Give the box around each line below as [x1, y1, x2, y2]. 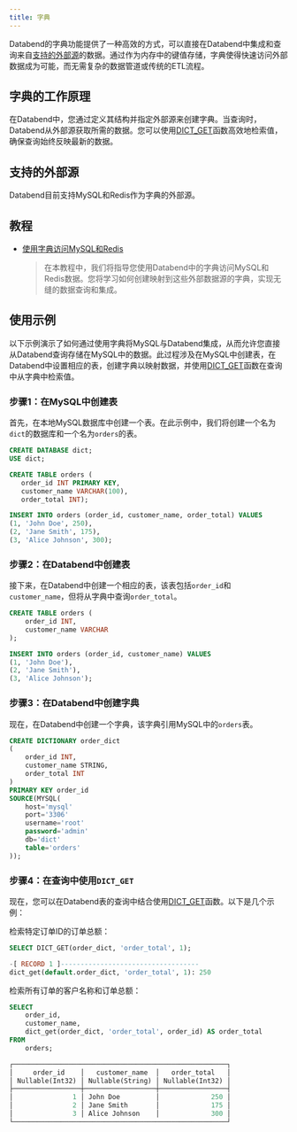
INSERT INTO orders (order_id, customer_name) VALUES [9, 649, 212, 658]
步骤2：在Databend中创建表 [9, 558, 131, 570]
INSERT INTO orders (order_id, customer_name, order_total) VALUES [9, 511, 263, 520]
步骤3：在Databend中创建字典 [9, 697, 140, 709]
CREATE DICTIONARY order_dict [9, 736, 121, 745]
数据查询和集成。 [59, 284, 122, 295]
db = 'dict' [25, 835, 62, 844]
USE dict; [9, 454, 46, 463]
